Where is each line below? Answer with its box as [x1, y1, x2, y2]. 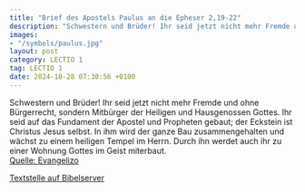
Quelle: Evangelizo [9, 155, 79, 166]
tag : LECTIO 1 [9, 64, 64, 73]
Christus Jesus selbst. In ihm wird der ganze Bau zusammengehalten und [9, 126, 284, 137]
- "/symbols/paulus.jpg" [9, 38, 103, 48]
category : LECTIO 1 [9, 55, 84, 64]
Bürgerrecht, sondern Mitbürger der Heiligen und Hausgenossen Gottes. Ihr [9, 106, 292, 118]
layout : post [9, 47, 59, 56]
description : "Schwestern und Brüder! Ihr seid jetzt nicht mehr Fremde [9, 22, 290, 31]
